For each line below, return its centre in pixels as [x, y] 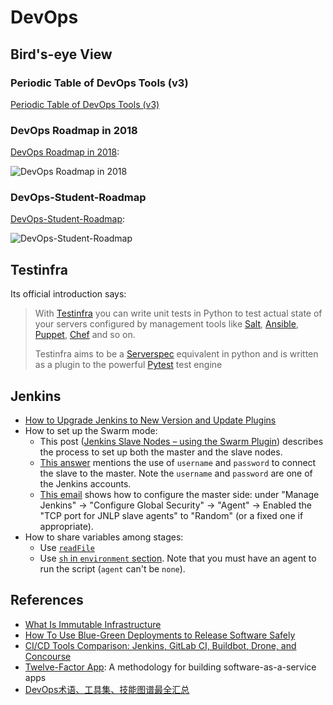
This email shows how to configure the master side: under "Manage [179, 495]
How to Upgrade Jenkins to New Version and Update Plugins [150, 420]
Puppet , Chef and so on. [85, 335]
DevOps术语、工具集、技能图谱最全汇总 [107, 689]
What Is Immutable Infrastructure [93, 624]
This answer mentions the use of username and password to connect [178, 463]
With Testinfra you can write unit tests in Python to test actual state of [178, 313]
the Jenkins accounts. [85, 484]
